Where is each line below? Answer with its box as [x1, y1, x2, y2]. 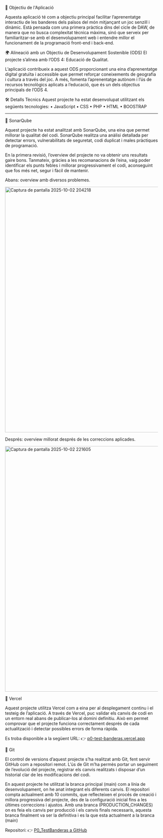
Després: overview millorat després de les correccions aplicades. [5, 436, 136, 442]
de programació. [5, 143, 38, 148]
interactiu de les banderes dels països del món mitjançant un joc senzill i [5, 19, 150, 25]
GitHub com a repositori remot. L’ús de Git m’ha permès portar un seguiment [5, 761, 158, 767]
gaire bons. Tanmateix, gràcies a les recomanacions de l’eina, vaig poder [5, 157, 151, 163]
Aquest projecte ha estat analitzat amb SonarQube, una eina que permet [5, 127, 150, 133]
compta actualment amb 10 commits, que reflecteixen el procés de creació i [5, 792, 157, 797]
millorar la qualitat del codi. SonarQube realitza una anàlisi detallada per [5, 132, 148, 138]
